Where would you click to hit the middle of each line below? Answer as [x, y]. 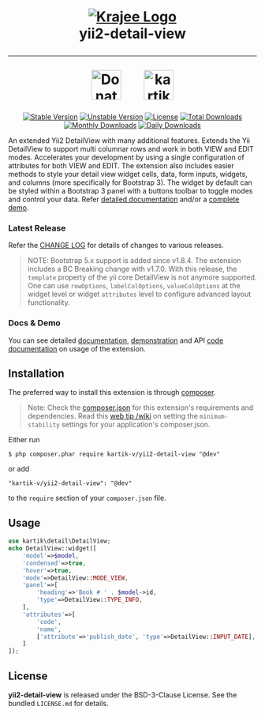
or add [19, 469]
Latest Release [37, 227]
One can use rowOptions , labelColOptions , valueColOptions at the [134, 286]
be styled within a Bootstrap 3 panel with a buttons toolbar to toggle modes [131, 190]
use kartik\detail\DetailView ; [60, 541]
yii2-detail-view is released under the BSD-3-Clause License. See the [123, 694]
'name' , [49, 629]
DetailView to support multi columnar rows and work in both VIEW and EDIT [131, 148]
